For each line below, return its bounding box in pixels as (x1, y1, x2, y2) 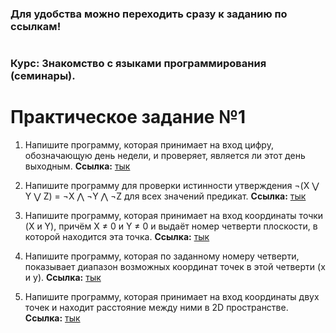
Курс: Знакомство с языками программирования (10, 57, 267, 71)
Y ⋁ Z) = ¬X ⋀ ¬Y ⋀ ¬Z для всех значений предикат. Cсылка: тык (24, 190, 307, 202)
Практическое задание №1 (10, 106, 247, 129)
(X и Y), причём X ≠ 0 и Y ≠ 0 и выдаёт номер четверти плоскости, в (24, 220, 318, 232)
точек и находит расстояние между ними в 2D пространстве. (24, 302, 289, 314)
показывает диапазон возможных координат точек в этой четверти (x (24, 261, 326, 273)
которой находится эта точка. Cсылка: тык (24, 231, 210, 243)
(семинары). (10, 69, 76, 83)
